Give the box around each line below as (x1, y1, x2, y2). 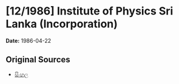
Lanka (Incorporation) (5, 17, 118, 31)
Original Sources (5, 54, 70, 65)
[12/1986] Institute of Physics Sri (5, 4, 174, 18)
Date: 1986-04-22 (5, 37, 52, 44)
